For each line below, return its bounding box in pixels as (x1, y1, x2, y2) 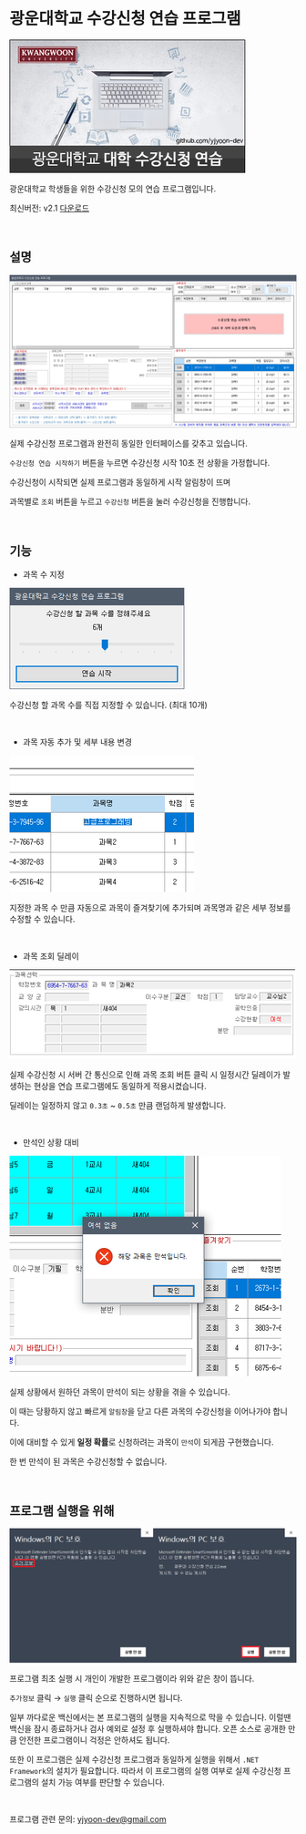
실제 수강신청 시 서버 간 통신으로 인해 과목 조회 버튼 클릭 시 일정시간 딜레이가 (9, 1069, 281, 1080)
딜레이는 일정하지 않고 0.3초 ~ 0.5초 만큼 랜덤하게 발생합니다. (9, 1100, 227, 1111)
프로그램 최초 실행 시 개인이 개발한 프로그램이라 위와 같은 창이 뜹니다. (9, 1673, 255, 1684)
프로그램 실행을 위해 (9, 1503, 115, 1519)
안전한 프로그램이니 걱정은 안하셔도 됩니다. (18, 1734, 170, 1746)
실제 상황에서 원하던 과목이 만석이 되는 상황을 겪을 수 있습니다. (9, 1386, 230, 1397)
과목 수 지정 (22, 569, 66, 580)
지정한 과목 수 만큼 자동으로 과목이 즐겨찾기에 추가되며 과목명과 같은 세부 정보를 (9, 902, 291, 913)
